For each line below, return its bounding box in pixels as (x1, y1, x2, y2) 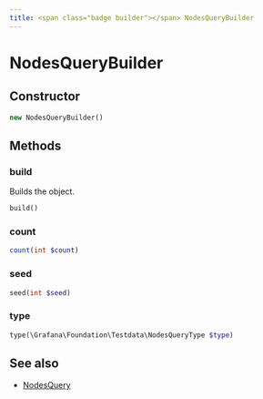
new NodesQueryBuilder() (9, 113, 104, 122)
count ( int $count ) (9, 246, 79, 255)
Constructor (9, 88, 80, 105)
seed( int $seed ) (9, 288, 71, 297)
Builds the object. (9, 186, 76, 197)
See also (9, 355, 59, 371)
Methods (9, 138, 62, 153)
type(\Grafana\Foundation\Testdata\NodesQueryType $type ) (9, 330, 234, 340)
